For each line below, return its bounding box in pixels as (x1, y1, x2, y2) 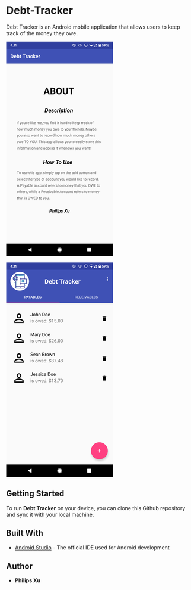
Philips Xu (14, 577, 40, 584)
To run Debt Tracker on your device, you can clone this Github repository (6, 504, 186, 511)
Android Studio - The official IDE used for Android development (14, 544, 170, 551)
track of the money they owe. (6, 29, 78, 36)
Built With (6, 528, 43, 538)
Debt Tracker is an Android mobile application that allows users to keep (6, 23, 180, 30)
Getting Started (6, 489, 65, 499)
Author (6, 561, 33, 571)
